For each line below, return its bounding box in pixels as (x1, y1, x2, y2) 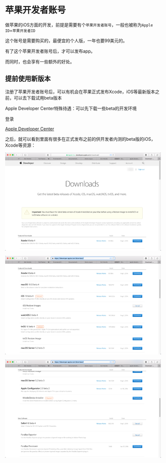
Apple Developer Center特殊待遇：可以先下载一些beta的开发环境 (5, 105, 137, 111)
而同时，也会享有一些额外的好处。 (5, 58, 75, 64)
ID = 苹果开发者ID (5, 27, 36, 33)
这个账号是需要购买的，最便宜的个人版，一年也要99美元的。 (5, 38, 127, 44)
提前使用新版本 (5, 75, 51, 83)
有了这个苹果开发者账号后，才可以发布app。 (5, 48, 95, 54)
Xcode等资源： (5, 142, 36, 148)
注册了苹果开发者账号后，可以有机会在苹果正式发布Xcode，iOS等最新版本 (5, 89, 156, 95)
